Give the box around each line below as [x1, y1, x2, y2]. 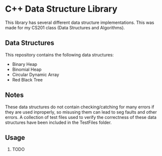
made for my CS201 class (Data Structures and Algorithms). [5, 24, 125, 30]
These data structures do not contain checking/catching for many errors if [5, 104, 155, 110]
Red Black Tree [12, 77, 43, 82]
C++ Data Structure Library [5, 3, 118, 15]
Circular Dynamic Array [12, 72, 60, 78]
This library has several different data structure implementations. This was [5, 19, 155, 25]
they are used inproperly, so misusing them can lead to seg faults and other [5, 109, 157, 115]
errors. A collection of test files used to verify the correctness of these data [5, 114, 157, 120]
